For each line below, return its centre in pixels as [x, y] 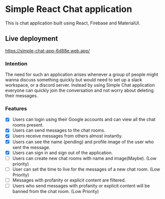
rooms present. [28, 125]
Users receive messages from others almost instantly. [67, 136]
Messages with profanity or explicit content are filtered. [69, 180]
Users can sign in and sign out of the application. [63, 153]
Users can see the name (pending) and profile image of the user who [83, 142]
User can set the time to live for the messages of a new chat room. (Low [86, 169]
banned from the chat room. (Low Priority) [56, 191]
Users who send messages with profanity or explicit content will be [81, 186]
